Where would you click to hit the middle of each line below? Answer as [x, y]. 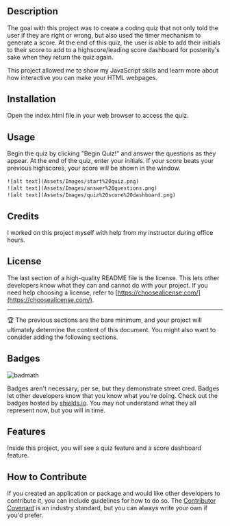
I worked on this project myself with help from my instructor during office [110, 233]
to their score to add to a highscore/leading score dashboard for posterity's [114, 49]
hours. [16, 240]
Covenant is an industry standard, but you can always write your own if [107, 508]
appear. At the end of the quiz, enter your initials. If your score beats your [111, 161]
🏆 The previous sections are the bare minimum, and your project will [104, 320]
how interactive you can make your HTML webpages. [82, 77]
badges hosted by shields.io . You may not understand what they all [102, 403]
